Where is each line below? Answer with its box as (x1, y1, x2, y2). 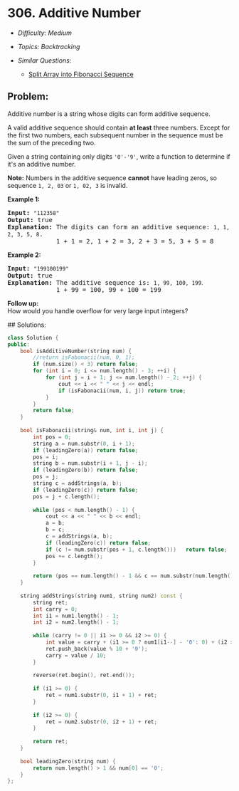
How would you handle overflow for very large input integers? (7, 306, 188, 315)
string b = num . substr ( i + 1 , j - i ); (33, 460, 148, 467)
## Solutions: (7, 320, 46, 329)
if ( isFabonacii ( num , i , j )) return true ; (58, 387, 186, 394)
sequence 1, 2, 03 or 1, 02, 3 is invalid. (7, 181, 128, 189)
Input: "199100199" (7, 264, 69, 272)
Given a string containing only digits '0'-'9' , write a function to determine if (7, 152, 231, 161)
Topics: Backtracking (17, 42, 80, 51)
